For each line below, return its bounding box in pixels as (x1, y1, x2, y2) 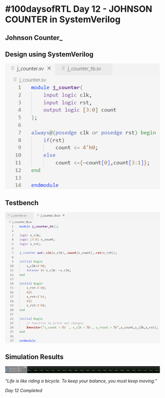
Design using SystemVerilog (5, 50, 94, 59)
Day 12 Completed (5, 388, 43, 394)
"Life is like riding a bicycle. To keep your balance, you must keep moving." (5, 378, 157, 384)
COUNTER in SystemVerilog (5, 14, 121, 25)
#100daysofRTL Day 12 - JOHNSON (5, 3, 152, 15)
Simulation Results (5, 353, 64, 361)
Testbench (5, 199, 39, 207)
